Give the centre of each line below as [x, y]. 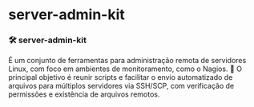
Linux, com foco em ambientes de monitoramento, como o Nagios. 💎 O [125, 69]
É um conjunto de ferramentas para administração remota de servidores [127, 61]
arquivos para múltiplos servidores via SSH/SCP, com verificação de [121, 86]
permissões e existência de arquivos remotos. [84, 94]
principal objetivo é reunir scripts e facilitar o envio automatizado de [121, 77]
